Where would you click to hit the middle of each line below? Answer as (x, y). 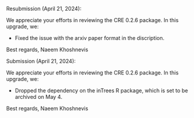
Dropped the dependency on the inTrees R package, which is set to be (101, 91)
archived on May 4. (39, 97)
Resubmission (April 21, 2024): (44, 9)
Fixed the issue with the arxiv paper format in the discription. (90, 38)
